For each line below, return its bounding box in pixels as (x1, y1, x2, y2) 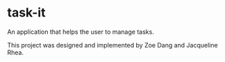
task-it (7, 5, 46, 21)
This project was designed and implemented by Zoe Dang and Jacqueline (7, 41, 218, 49)
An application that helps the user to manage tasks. (7, 28, 154, 36)
